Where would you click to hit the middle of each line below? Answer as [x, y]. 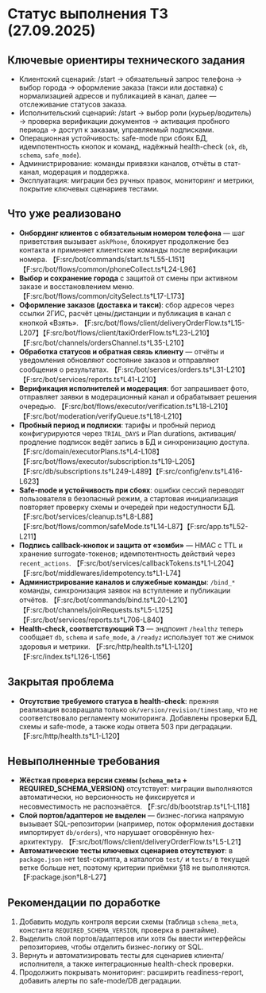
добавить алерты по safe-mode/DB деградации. [100, 981]
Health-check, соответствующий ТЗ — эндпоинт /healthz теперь [131, 628]
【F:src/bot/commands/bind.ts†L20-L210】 [121, 600]
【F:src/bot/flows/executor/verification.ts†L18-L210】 [145, 406]
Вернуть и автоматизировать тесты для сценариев [106, 956]
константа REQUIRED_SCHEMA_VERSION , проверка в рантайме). [119, 930]
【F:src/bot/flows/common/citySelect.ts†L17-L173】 [104, 296]
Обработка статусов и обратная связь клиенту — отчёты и [121, 351]
